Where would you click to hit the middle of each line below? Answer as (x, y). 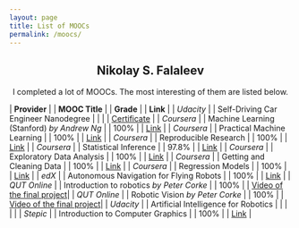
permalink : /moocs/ (46, 34)
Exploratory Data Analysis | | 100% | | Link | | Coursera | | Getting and (137, 156)
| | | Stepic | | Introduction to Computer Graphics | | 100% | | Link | (131, 214)
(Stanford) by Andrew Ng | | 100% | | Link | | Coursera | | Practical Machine (147, 128)
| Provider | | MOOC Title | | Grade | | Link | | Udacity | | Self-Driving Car (143, 109)
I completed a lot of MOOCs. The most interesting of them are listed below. (150, 92)
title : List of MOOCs (50, 26)
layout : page (34, 17)
